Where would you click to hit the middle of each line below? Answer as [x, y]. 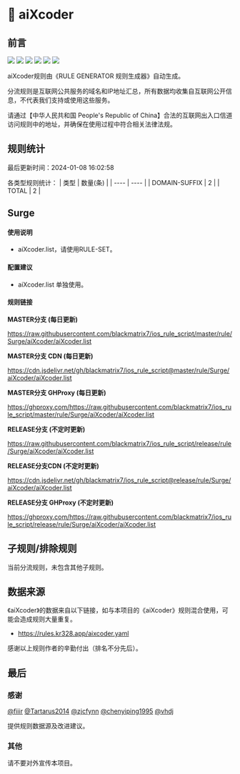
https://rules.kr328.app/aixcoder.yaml [73, 634]
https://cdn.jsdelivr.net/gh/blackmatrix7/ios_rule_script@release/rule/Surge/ [119, 480]
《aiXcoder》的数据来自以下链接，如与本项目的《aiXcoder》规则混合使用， [115, 610]
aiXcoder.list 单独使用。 [52, 284]
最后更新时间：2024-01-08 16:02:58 [61, 167]
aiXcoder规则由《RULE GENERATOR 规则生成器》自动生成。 [96, 76]
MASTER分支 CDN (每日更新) [50, 356]
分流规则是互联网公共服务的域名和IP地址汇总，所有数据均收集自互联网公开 [117, 91]
